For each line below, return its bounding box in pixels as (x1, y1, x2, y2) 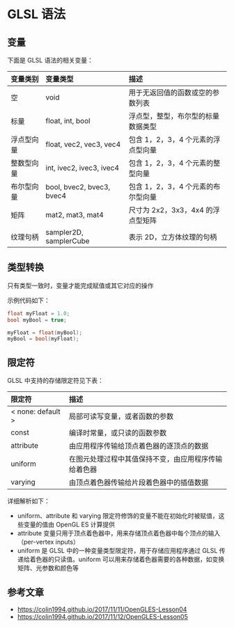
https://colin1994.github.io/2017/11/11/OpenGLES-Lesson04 (17, 605, 187, 613)
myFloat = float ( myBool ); (7, 329, 82, 336)
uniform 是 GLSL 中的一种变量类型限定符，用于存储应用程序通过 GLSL (17, 547, 218, 555)
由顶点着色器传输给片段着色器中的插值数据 (68, 478, 209, 487)
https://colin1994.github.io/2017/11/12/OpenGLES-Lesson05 (17, 612, 188, 620)
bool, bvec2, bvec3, (45, 182, 111, 191)
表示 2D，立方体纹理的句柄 (128, 233, 217, 242)
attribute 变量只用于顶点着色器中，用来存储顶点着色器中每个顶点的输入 (17, 529, 221, 537)
